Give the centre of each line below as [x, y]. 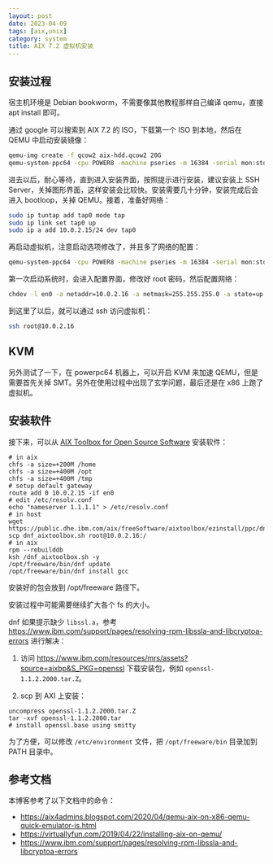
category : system [38, 39]
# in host [25, 514]
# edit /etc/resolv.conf [50, 500]
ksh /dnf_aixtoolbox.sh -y [54, 557]
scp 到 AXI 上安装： [53, 696]
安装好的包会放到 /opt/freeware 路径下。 [76, 587]
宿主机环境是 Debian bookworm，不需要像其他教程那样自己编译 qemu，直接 [136, 102]
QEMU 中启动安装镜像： [49, 140]
